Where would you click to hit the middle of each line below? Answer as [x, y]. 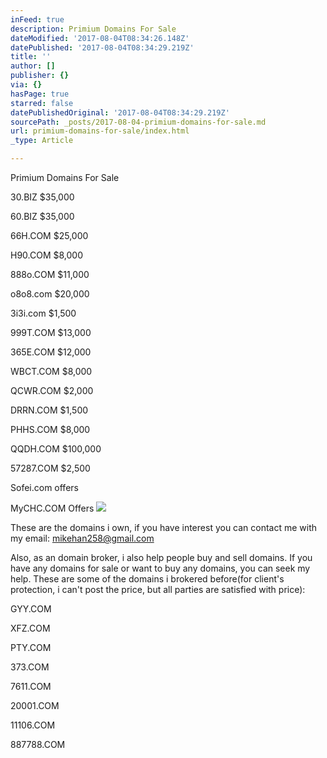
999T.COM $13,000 [51, 332]
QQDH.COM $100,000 [56, 449]
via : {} [26, 85]
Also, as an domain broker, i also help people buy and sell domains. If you [161, 557]
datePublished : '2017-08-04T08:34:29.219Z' [102, 47]
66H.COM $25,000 [49, 235]
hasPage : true [40, 94]
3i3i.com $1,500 [43, 313]
